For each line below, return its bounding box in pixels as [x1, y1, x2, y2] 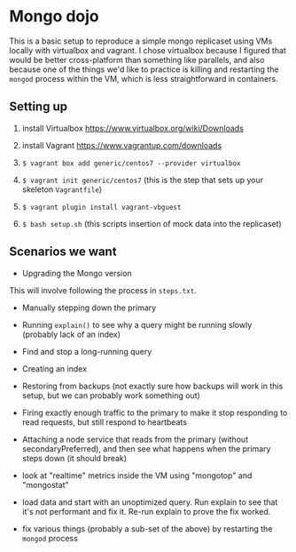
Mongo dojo [9, 6, 99, 27]
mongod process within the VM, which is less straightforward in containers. [9, 73, 278, 84]
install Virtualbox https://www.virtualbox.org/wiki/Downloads [21, 123, 244, 133]
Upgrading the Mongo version [21, 268, 132, 278]
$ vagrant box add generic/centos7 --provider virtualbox [21, 158, 241, 168]
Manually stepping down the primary [21, 302, 157, 313]
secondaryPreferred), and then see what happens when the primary [21, 443, 271, 454]
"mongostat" [21, 479, 69, 490]
